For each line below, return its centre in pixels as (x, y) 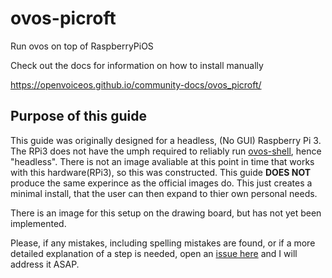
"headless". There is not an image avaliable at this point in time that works (162, 161)
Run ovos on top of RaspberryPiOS (82, 46)
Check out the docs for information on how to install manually (137, 65)
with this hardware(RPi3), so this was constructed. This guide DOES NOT (161, 172)
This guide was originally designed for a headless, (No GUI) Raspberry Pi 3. (166, 140)
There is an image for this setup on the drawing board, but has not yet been (166, 213)
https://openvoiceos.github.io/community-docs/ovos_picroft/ (136, 84)
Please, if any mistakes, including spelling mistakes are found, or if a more (163, 243)
